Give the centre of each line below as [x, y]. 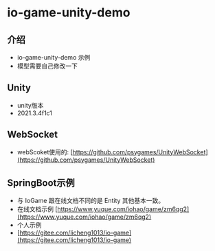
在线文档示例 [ [37, 209]
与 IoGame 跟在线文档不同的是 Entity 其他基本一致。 [91, 201]
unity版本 [30, 105]
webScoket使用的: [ [45, 152]
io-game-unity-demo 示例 [54, 57]
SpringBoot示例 [41, 183]
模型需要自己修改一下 [47, 66]
